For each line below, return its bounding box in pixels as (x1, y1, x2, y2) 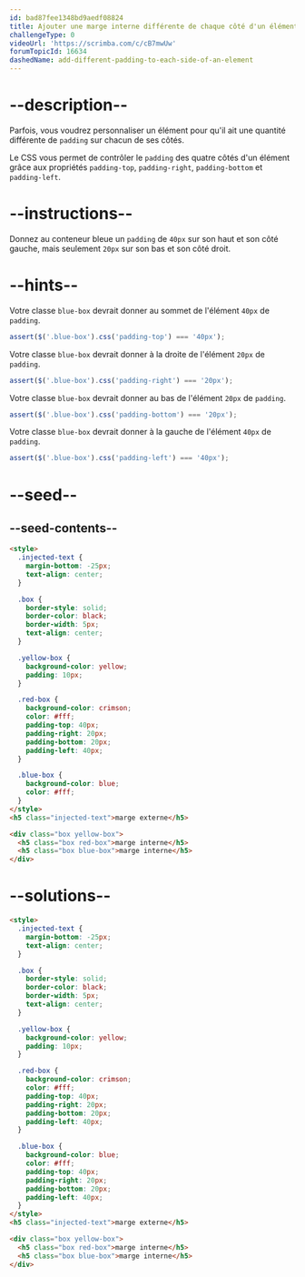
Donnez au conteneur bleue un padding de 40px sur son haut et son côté (9, 233, 279, 244)
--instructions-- (9, 204, 133, 224)
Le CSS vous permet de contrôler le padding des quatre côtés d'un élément (9, 152, 290, 163)
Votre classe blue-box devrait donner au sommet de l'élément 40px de (9, 305, 271, 316)
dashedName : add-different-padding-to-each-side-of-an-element (9, 55, 254, 65)
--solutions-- (9, 886, 112, 906)
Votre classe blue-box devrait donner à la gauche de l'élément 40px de (9, 427, 272, 437)
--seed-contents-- (9, 520, 118, 536)
